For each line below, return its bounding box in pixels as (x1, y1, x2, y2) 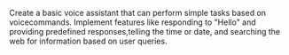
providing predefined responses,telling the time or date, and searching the (9, 27, 281, 36)
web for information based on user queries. (9, 35, 168, 46)
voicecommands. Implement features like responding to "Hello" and (9, 17, 257, 27)
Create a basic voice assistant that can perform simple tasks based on (9, 8, 267, 18)
